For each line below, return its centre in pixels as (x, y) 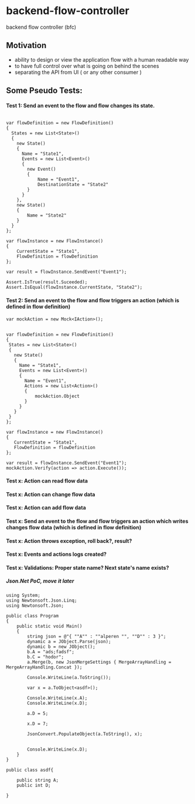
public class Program (32, 616)
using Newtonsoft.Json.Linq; (42, 600)
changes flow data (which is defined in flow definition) (74, 527)
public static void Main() (49, 626)
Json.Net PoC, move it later (40, 581)
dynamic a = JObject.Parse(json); (69, 641)
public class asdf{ (30, 770)
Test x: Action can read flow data (47, 481)
